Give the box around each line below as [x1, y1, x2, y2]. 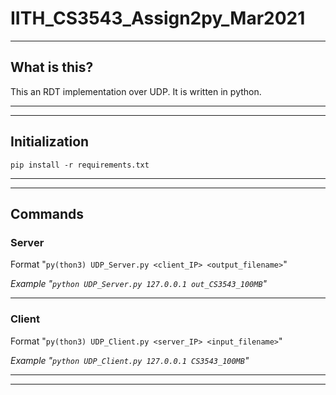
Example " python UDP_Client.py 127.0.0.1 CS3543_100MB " [10, 354, 250, 366]
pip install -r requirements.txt [10, 160, 150, 170]
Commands [10, 205, 85, 222]
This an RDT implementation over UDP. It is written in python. [10, 85, 262, 97]
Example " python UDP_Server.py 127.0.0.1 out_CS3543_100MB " [10, 278, 268, 290]
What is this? [10, 59, 94, 76]
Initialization [10, 133, 90, 151]
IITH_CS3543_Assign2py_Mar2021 [10, 7, 306, 30]
